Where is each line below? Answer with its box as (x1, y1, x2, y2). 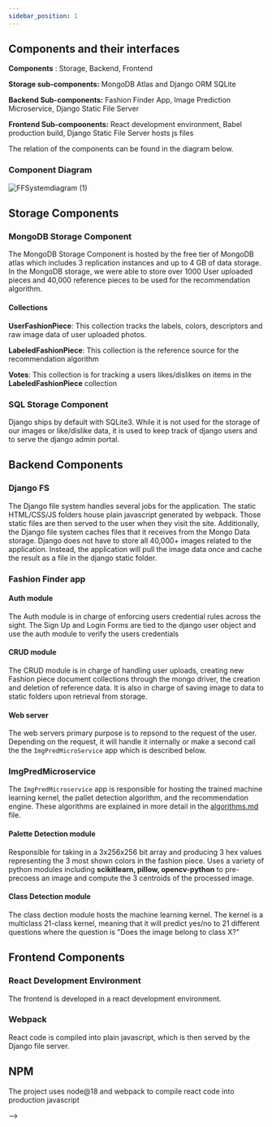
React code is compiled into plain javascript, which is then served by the (8, 1032, 250, 1042)
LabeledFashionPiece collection (8, 378, 118, 388)
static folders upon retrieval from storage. (8, 691, 148, 701)
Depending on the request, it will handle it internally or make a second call (8, 737, 256, 747)
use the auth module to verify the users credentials (8, 629, 179, 638)
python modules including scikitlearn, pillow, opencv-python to (8, 864, 223, 874)
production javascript (8, 1094, 80, 1104)
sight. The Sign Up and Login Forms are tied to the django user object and (8, 620, 257, 629)
